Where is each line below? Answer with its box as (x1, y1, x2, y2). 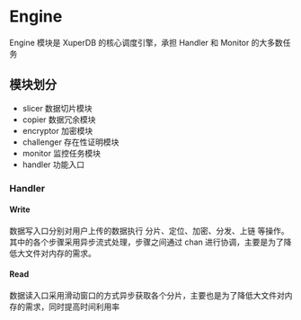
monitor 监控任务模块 (22, 147, 102, 158)
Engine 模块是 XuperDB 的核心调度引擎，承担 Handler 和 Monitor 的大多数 (9, 37, 283, 48)
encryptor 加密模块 (22, 125, 93, 136)
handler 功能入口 (22, 159, 85, 170)
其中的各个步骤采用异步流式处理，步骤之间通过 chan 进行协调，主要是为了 (9, 236, 285, 247)
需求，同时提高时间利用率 (24, 301, 120, 312)
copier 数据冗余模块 (22, 114, 96, 125)
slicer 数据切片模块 (22, 102, 93, 113)
